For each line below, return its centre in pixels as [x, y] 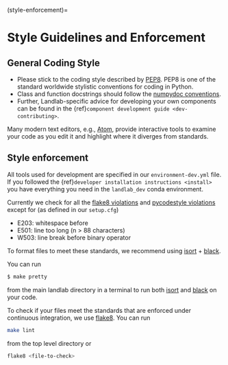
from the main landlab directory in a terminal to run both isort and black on [112, 290]
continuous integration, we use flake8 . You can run [79, 318]
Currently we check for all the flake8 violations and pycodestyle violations [111, 202]
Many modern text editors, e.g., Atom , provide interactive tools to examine [112, 129]
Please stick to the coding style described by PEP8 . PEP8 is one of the [116, 79]
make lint [21, 330]
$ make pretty [27, 276]
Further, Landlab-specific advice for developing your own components [117, 101]
